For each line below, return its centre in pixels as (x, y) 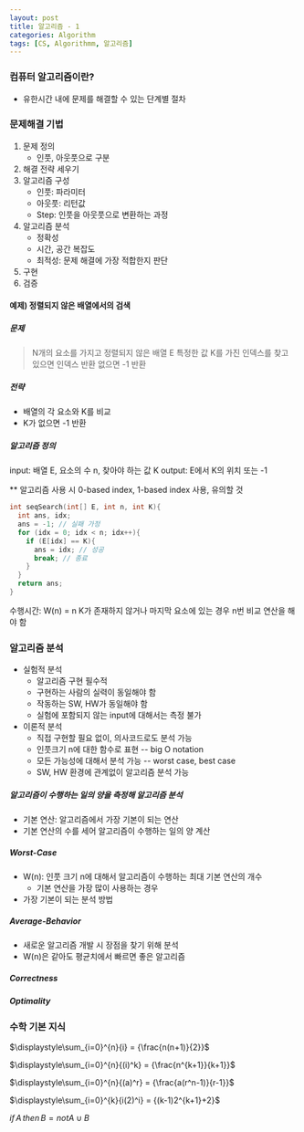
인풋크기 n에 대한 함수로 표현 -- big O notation (120, 749)
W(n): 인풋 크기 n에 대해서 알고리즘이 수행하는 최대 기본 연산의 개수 (142, 876)
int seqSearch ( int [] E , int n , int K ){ (85, 508)
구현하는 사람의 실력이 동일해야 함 (96, 692)
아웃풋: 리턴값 (61, 203)
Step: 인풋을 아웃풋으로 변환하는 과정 (102, 215)
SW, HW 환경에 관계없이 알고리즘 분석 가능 (113, 772)
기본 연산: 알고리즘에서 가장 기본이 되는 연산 (101, 820)
